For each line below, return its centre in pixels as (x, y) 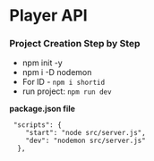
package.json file (43, 109)
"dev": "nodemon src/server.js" (86, 141)
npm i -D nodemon (57, 72)
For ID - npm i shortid (64, 82)
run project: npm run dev (67, 91)
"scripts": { (38, 125)
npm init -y (42, 63)
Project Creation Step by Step (75, 44)
